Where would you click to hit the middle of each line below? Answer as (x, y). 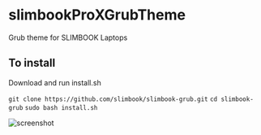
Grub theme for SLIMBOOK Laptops (68, 37)
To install (32, 63)
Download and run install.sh (55, 82)
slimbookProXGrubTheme (97, 15)
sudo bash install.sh (61, 107)
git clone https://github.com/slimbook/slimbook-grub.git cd (113, 99)
